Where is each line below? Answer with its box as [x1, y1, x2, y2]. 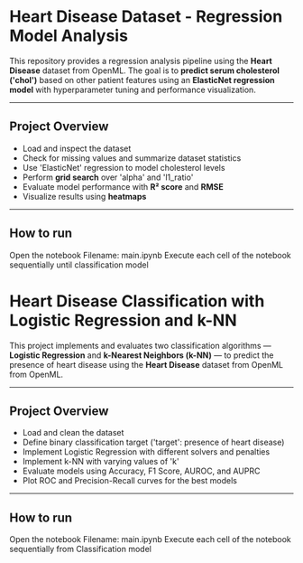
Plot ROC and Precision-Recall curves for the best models [22, 475, 237, 486]
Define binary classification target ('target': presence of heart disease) [22, 436, 285, 448]
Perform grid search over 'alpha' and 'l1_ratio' [22, 172, 194, 183]
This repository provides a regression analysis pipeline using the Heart [9, 55, 272, 66]
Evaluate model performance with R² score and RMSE [22, 181, 224, 192]
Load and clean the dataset [22, 427, 124, 438]
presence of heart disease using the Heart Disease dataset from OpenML [9, 359, 284, 370]
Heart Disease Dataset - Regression [9, 6, 283, 27]
